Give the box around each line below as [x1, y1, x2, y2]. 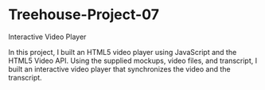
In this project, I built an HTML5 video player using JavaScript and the [8, 47, 237, 57]
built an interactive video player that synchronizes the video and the [8, 64, 231, 73]
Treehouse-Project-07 [8, 6, 159, 24]
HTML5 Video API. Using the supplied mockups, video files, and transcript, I [8, 56, 257, 65]
